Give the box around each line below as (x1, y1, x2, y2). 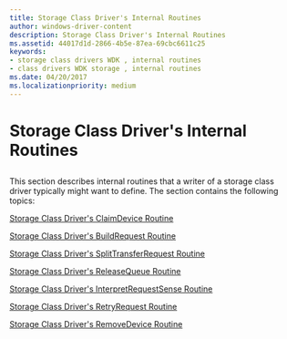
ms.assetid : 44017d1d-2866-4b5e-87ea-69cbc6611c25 (9, 38, 206, 48)
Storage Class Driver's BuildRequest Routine (9, 231, 176, 241)
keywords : (9, 47, 47, 56)
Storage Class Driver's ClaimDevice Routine (9, 213, 174, 224)
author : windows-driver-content (9, 22, 132, 31)
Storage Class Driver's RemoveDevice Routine (9, 319, 183, 330)
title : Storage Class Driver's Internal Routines (9, 13, 202, 23)
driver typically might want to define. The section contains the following (9, 186, 279, 197)
